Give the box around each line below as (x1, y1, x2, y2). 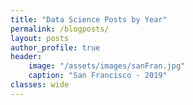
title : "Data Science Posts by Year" (10, 14, 168, 25)
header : (10, 52, 43, 62)
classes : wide (10, 80, 70, 90)
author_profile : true (10, 42, 101, 53)
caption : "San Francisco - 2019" (28, 71, 168, 81)
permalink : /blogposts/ (10, 24, 110, 34)
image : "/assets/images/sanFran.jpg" (28, 61, 186, 71)
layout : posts (10, 33, 70, 43)
